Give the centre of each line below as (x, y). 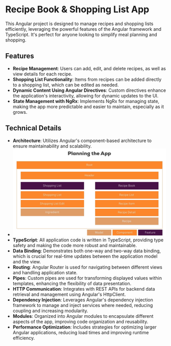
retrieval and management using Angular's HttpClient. (69, 294)
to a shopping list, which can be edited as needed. (66, 85)
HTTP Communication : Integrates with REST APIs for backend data (84, 289)
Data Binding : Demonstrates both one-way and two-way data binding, (87, 251)
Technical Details (33, 128)
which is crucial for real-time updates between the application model (85, 256)
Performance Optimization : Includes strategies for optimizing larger (84, 327)
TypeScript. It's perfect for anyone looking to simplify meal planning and (81, 34)
